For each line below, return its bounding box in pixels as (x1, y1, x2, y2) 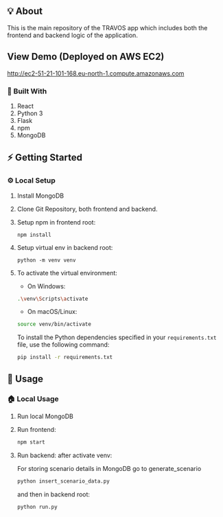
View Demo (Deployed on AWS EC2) (7, 51, 165, 62)
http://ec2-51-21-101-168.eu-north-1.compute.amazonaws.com (7, 69, 185, 78)
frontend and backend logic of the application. (7, 31, 139, 39)
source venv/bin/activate (16, 321, 91, 328)
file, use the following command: (16, 341, 110, 349)
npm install (16, 231, 51, 238)
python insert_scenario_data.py (16, 477, 110, 485)
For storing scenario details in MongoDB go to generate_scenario (16, 464, 202, 472)
